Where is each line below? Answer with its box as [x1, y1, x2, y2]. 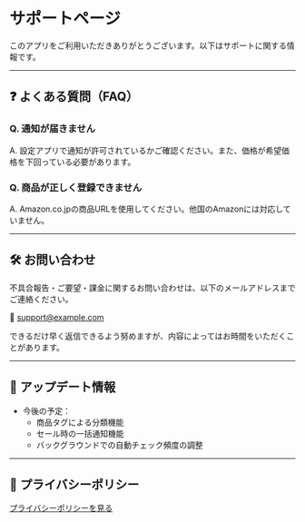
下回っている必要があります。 [25, 156, 136, 167]
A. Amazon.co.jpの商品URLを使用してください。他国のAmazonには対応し [9, 203, 284, 214]
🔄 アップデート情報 [9, 379, 116, 395]
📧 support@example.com [9, 311, 104, 322]
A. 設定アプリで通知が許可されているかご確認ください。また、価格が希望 [9, 144, 282, 155]
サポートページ [9, 8, 121, 29]
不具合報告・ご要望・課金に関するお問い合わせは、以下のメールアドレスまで [9, 282, 296, 293]
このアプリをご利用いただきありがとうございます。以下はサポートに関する [9, 40, 288, 51]
